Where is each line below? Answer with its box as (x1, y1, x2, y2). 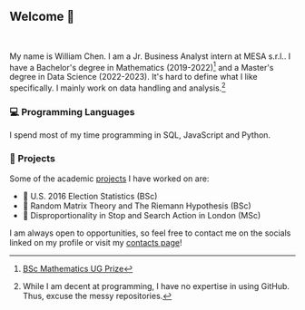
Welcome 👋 (9, 9, 75, 24)
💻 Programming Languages (9, 106, 135, 119)
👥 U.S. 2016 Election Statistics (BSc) (22, 190, 158, 201)
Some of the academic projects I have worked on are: (9, 173, 210, 184)
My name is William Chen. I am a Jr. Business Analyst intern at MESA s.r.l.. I (9, 51, 291, 62)
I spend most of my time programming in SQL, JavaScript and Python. (9, 130, 271, 140)
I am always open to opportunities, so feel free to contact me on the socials (9, 228, 291, 238)
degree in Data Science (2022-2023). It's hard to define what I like (9, 72, 259, 82)
